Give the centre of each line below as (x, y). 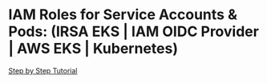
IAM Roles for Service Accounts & (123, 15)
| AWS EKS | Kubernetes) (93, 49)
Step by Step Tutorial (43, 70)
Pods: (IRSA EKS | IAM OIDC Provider (133, 32)
